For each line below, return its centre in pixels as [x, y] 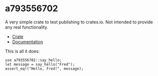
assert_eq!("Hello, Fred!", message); [44, 69]
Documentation [27, 41]
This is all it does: [22, 51]
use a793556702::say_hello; [34, 60]
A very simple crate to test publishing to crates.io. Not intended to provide [79, 22]
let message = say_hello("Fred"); [40, 64]
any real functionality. [27, 27]
